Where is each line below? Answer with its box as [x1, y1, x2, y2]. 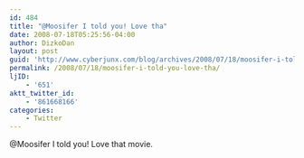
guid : [9, 55, 30, 64]
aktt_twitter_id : [9, 88, 75, 98]
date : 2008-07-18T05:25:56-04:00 [9, 30, 136, 39]
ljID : [9, 72, 30, 81]
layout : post [9, 47, 59, 56]
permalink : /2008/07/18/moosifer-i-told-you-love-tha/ [9, 64, 221, 73]
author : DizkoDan [9, 38, 75, 48]
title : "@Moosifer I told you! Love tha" [9, 22, 168, 31]
